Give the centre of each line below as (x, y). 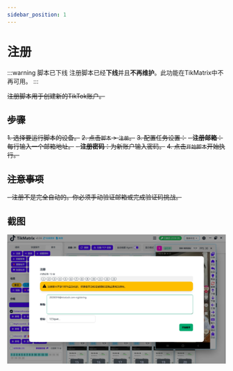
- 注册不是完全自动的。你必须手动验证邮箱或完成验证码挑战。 (95, 197)
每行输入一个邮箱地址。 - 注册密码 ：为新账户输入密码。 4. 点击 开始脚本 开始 (113, 146)
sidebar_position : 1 (37, 15)
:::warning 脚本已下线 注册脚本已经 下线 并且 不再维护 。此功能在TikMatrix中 (112, 72)
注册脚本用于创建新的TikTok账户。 (56, 96)
